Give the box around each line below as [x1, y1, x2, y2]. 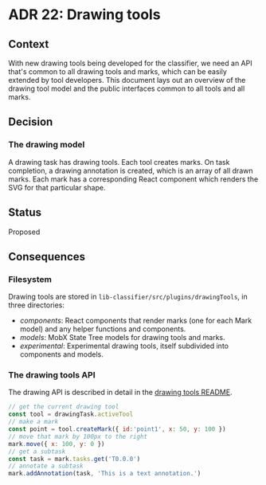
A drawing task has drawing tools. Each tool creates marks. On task [8, 157, 230, 166]
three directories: [8, 300, 65, 310]
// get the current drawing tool [8, 403, 119, 411]
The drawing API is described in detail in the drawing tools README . [8, 388, 233, 397]
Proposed [8, 227, 41, 237]
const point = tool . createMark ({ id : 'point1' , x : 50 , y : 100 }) [8, 425, 226, 433]
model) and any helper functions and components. [19, 324, 186, 334]
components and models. [19, 350, 104, 359]
